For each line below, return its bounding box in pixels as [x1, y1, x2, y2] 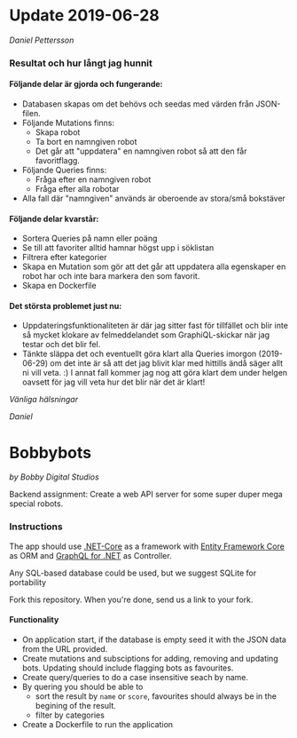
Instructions [9, 520, 64, 533]
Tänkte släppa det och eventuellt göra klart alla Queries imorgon [21, 348, 257, 360]
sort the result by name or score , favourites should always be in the [35, 690, 277, 702]
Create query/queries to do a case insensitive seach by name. [21, 671, 249, 682]
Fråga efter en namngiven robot [35, 174, 152, 185]
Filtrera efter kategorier [21, 252, 107, 263]
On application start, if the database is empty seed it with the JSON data [21, 634, 286, 645]
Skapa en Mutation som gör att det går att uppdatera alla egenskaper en [21, 261, 286, 272]
